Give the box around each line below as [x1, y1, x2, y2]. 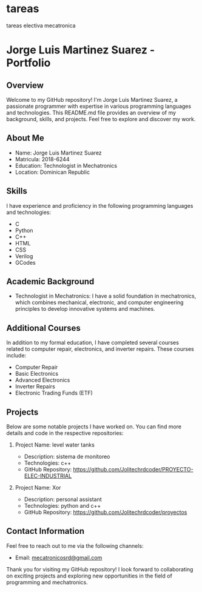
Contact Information [6, 526, 85, 536]
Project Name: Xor [15, 484, 61, 491]
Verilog [15, 252, 33, 259]
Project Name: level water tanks [15, 441, 95, 448]
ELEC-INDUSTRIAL [24, 472, 72, 479]
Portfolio [6, 56, 51, 70]
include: [6, 352, 27, 359]
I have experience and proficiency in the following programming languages [6, 202, 194, 209]
